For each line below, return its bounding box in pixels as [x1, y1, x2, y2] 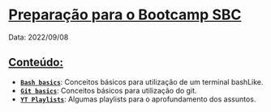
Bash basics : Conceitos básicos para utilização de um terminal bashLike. [19, 77, 264, 86]
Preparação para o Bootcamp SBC [8, 6, 242, 24]
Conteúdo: [8, 56, 63, 69]
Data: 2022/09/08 [8, 32, 69, 42]
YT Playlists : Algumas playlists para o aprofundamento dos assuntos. [19, 94, 256, 104]
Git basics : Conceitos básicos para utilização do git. [19, 85, 197, 95]
